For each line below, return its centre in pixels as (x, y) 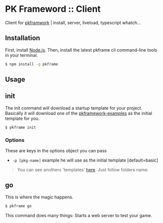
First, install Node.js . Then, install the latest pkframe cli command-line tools (81, 50)
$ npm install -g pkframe (31, 64)
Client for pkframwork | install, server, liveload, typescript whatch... (73, 23)
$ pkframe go (18, 206)
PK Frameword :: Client (53, 9)
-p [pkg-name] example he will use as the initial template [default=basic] (85, 160)
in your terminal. (22, 55)
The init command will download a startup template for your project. (74, 108)
